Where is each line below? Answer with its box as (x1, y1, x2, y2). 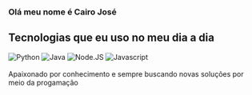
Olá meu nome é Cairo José (8, 6, 118, 18)
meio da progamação (8, 77, 78, 87)
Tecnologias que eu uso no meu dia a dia (8, 31, 214, 45)
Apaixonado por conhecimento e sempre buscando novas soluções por (8, 69, 244, 78)
